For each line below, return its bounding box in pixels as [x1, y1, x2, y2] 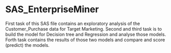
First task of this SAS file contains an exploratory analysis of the [5, 20, 140, 26]
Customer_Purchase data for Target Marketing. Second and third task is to [5, 25, 162, 32]
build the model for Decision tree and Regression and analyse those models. [5, 31, 166, 37]
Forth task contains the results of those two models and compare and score [5, 37, 165, 43]
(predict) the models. [5, 42, 50, 48]
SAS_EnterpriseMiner [5, 4, 99, 15]
